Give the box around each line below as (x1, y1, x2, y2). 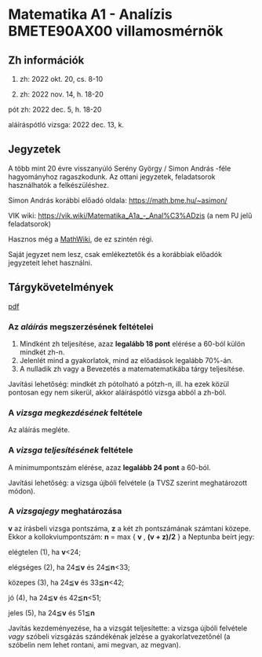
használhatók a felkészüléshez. (8, 180, 110, 189)
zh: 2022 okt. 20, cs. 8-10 (19, 75, 104, 83)
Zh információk (8, 53, 85, 67)
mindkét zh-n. (19, 347, 65, 357)
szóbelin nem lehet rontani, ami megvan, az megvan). (8, 640, 182, 649)
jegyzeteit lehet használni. (8, 258, 93, 267)
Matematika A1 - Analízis (8, 6, 173, 24)
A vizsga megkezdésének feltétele (8, 407, 143, 418)
